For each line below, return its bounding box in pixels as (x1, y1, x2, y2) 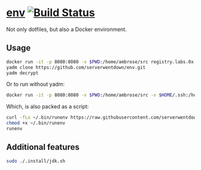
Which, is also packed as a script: (6, 103, 89, 110)
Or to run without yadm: (6, 81, 65, 88)
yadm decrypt (6, 70, 39, 76)
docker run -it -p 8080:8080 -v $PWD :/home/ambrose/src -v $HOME (6, 92, 172, 98)
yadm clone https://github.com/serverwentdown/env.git (6, 64, 146, 70)
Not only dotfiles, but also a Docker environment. (6, 26, 127, 33)
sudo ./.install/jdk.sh (6, 158, 66, 164)
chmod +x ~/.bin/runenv (6, 120, 66, 126)
